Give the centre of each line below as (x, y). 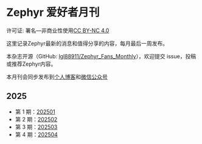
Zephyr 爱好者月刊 (53, 12)
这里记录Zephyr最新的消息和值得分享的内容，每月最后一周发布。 (87, 43)
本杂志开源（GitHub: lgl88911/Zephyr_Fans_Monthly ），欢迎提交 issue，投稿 (101, 56)
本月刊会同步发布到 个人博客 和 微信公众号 (57, 77)
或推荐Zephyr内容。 (31, 64)
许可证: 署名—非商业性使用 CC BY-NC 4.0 (58, 30)
